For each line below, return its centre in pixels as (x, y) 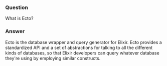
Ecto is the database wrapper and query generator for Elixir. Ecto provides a (83, 42)
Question (17, 7)
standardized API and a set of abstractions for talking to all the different (79, 47)
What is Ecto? (19, 18)
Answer (15, 31)
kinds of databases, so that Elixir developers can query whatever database (82, 53)
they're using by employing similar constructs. (53, 58)
